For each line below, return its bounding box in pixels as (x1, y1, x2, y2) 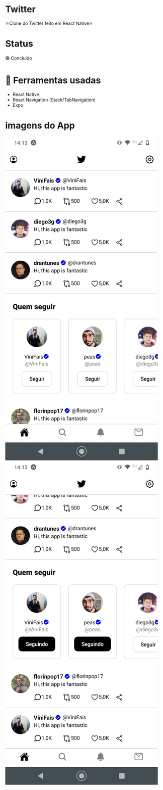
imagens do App (5, 120, 75, 131)
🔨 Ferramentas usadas (5, 75, 101, 86)
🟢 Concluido (5, 55, 32, 61)
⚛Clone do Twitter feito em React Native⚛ (5, 20, 93, 26)
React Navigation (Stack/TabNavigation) (12, 97, 96, 103)
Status (5, 38, 34, 50)
